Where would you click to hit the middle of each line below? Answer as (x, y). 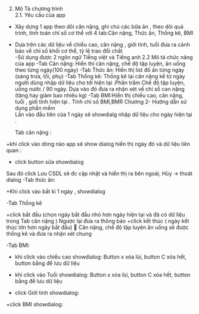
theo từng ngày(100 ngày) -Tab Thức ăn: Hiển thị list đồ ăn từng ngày (99, 70)
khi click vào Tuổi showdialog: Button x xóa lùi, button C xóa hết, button (102, 275)
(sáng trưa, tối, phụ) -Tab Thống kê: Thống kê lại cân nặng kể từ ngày (100, 76)
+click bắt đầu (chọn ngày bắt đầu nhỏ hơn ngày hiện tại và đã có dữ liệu (96, 214)
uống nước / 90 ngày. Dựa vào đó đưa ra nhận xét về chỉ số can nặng (99, 89)
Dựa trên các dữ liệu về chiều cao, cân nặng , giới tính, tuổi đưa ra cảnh (102, 45)
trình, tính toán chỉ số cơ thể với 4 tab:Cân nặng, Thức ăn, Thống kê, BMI (104, 33)
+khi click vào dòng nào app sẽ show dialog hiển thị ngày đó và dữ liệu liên (98, 144)
